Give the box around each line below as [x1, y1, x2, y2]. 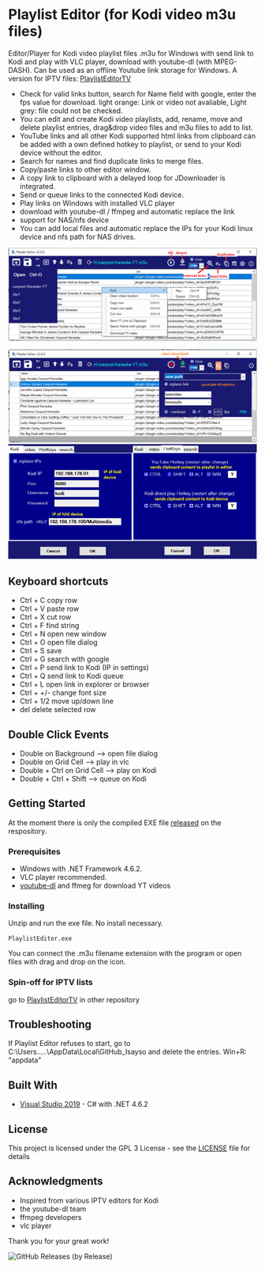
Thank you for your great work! [8, 1236, 110, 1245]
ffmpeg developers [19, 1212, 82, 1222]
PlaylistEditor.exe [8, 935, 73, 943]
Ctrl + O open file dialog [19, 638, 98, 647]
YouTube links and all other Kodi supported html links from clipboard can [19, 131, 256, 140]
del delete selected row [19, 705, 96, 714]
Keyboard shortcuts [8, 574, 109, 588]
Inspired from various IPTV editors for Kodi [19, 1195, 159, 1205]
